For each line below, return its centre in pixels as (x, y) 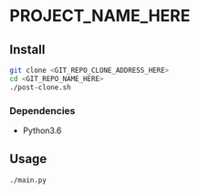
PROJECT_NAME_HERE (100, 16)
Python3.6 (42, 130)
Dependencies (42, 110)
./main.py (28, 180)
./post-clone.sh (40, 87)
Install (27, 50)
